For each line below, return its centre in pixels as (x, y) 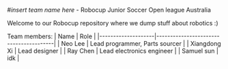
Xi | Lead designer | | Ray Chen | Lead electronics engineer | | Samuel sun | (113, 51)
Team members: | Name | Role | (52, 36)
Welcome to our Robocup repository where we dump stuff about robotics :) (113, 23)
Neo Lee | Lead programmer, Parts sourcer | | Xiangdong (141, 43)
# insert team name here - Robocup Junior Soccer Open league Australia (109, 10)
